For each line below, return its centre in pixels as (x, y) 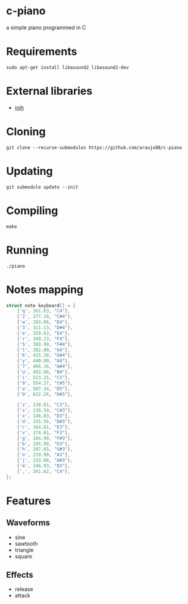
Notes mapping (45, 289)
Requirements (42, 52)
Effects (20, 575)
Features (29, 501)
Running (27, 250)
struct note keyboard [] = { (41, 305)
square (23, 556)
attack (23, 596)
